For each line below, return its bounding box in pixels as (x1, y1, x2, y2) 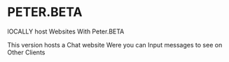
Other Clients (7, 48, 46, 56)
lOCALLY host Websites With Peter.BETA (7, 27, 125, 36)
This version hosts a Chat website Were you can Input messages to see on (7, 40, 223, 49)
